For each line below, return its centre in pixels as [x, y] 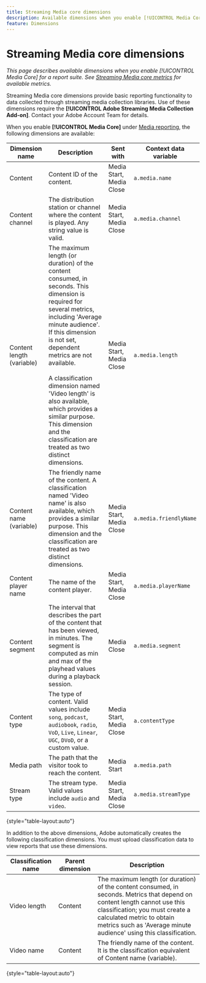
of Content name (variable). [137, 958]
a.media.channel [157, 219]
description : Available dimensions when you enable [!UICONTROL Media [98, 18]
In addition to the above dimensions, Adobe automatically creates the [94, 833]
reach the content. [74, 773]
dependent [64, 348]
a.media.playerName [162, 586]
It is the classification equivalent [143, 950]
